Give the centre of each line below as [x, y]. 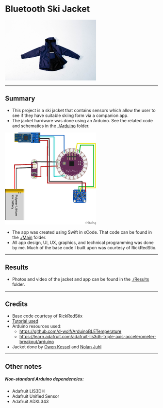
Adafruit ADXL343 [30, 402]
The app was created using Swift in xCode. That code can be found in [82, 232]
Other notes [24, 367]
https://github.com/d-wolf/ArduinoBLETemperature [70, 331]
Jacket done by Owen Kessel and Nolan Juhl [57, 347]
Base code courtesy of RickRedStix [47, 316]
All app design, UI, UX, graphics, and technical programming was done [83, 243]
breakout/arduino [37, 342]
